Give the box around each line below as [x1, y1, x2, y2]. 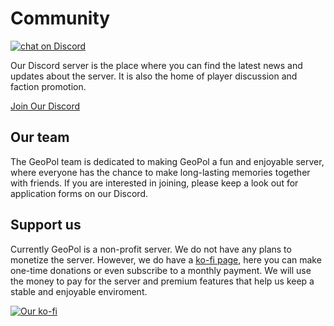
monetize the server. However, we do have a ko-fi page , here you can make [10, 253, 322, 266]
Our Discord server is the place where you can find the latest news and [10, 59, 303, 71]
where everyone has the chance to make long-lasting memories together [10, 166, 311, 178]
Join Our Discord [10, 100, 81, 112]
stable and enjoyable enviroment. [10, 285, 148, 297]
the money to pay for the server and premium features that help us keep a [10, 275, 315, 287]
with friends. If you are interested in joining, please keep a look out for [10, 177, 299, 189]
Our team [10, 129, 70, 146]
